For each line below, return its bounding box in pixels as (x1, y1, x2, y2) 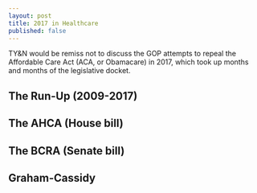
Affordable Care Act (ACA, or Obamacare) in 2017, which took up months (8, 57, 249, 67)
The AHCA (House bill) (8, 117, 124, 130)
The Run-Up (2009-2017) (8, 89, 138, 103)
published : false (8, 27, 67, 35)
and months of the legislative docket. (8, 66, 131, 76)
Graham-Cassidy (8, 170, 96, 185)
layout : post (8, 11, 52, 20)
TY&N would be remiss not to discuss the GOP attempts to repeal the (8, 49, 237, 59)
